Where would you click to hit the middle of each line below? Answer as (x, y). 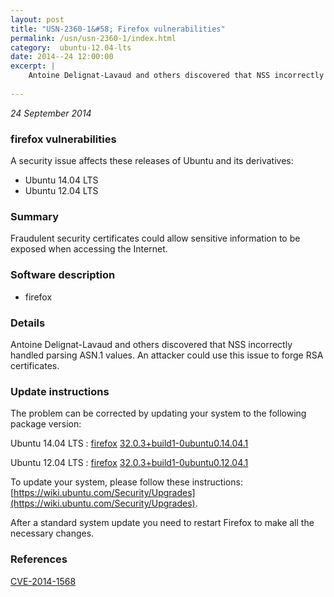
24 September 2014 (51, 113)
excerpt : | (33, 66)
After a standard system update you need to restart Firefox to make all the (162, 523)
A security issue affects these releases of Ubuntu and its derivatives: (152, 161)
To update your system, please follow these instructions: (126, 482)
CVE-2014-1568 (43, 581)
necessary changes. (52, 533)
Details (28, 323)
